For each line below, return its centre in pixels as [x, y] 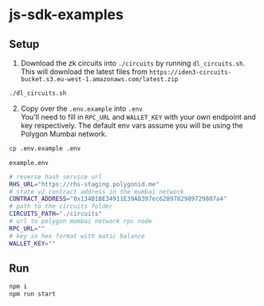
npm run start [33, 294]
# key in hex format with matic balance [77, 236]
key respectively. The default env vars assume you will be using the [132, 125]
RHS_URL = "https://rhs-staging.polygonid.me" [84, 184]
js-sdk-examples [67, 15]
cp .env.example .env [45, 148]
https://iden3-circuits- [191, 73]
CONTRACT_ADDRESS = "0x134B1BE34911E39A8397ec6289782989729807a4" [118, 199]
